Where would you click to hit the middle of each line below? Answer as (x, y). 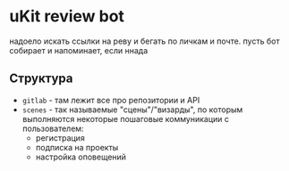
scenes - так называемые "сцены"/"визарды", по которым (132, 110)
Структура (41, 79)
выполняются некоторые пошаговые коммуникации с (126, 118)
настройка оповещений (81, 157)
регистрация (60, 138)
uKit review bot (67, 16)
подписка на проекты (77, 147)
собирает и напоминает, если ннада (79, 50)
